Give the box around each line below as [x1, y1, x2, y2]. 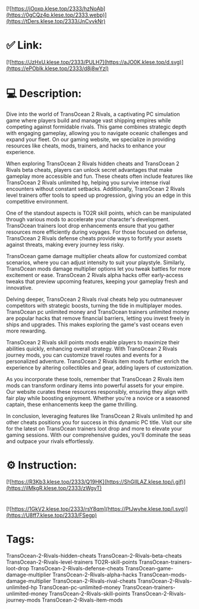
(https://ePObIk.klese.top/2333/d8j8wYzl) [6, 65, 109, 72]
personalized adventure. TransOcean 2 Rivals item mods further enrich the [6, 357, 189, 365]
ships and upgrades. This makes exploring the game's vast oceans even [6, 321, 183, 328]
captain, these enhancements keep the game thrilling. [6, 401, 138, 408]
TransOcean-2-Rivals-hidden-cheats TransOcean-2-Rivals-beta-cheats [6, 552, 182, 559]
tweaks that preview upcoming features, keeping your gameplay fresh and [6, 278, 188, 285]
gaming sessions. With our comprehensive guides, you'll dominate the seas [6, 431, 191, 438]
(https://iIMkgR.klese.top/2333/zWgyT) [6, 484, 102, 491]
